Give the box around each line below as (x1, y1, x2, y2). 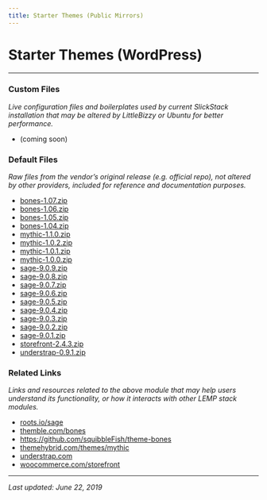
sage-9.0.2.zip (19, 322, 68, 332)
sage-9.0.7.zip (19, 280, 67, 290)
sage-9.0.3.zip (19, 314, 68, 324)
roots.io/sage (19, 417, 64, 427)
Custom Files (8, 84, 60, 95)
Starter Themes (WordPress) (8, 45, 203, 63)
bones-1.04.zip (19, 221, 69, 231)
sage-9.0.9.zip (19, 263, 68, 273)
